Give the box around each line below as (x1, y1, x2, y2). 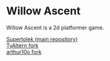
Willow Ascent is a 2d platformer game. (6, 24, 105, 31)
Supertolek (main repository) (6, 35, 78, 42)
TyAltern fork (6, 42, 39, 49)
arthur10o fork (6, 48, 42, 55)
